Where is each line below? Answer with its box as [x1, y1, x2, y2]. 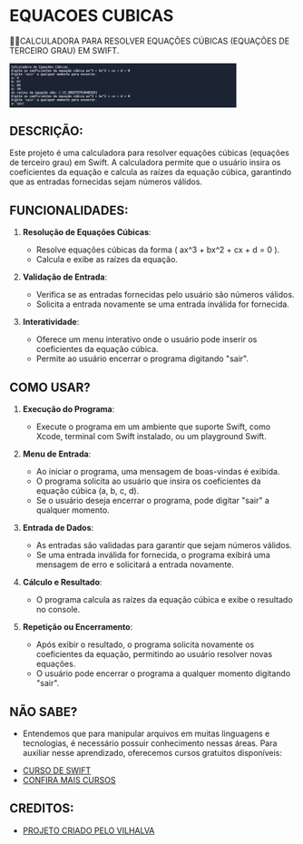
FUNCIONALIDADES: [9, 202, 129, 218]
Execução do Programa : [22, 404, 115, 415]
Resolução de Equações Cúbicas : [22, 227, 151, 238]
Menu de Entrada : [22, 448, 92, 459]
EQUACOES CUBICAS [9, 5, 174, 26]
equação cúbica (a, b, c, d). [35, 486, 140, 496]
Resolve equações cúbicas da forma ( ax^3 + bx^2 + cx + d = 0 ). [35, 244, 280, 255]
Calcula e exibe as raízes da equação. [35, 254, 179, 265]
